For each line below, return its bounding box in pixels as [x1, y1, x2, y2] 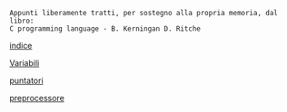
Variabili [9, 58, 40, 68]
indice [9, 41, 33, 51]
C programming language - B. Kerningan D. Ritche [9, 24, 202, 33]
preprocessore [9, 93, 65, 103]
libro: [9, 16, 35, 25]
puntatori [9, 75, 44, 86]
